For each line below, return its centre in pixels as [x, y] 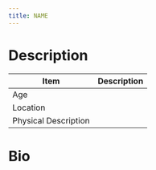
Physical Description [51, 120]
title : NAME [28, 16]
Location [29, 107]
